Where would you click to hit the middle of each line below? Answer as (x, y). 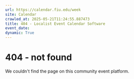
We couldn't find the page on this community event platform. (67, 71)
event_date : (17, 28)
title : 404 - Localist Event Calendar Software (55, 24)
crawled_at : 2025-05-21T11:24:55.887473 (48, 19)
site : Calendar (21, 14)
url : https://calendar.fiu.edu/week (43, 10)
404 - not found (38, 57)
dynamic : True (20, 33)
